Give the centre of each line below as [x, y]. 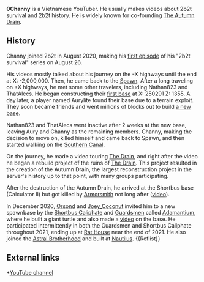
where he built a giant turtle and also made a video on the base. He [91, 219]
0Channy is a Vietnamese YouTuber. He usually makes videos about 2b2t [99, 9]
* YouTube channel [30, 272]
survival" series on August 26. [44, 62]
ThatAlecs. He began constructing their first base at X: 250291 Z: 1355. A [99, 94]
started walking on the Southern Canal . [56, 144]
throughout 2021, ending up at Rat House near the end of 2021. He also [96, 232]
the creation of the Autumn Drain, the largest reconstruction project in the [99, 169]
